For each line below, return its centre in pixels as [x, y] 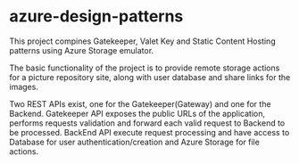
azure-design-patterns [96, 16]
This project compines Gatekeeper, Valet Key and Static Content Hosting [142, 41]
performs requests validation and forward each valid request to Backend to [147, 123]
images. [24, 86]
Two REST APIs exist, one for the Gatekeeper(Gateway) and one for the [140, 103]
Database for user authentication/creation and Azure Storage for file [135, 142]
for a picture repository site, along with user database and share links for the [150, 77]
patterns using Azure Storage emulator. [82, 50]
